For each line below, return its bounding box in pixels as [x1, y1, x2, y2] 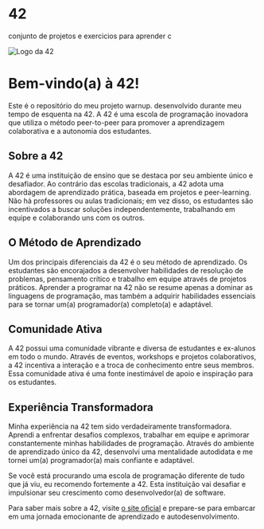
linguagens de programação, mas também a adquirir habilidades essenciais [8, 291, 256, 300]
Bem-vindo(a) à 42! [8, 75, 140, 92]
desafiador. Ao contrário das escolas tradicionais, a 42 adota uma [8, 178, 224, 188]
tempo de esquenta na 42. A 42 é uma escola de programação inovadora [8, 109, 249, 119]
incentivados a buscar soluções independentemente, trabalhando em [8, 204, 236, 214]
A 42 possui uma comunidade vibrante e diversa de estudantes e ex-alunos [8, 343, 256, 353]
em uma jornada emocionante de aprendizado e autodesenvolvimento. [8, 511, 240, 522]
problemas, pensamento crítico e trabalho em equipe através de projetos [8, 274, 247, 284]
